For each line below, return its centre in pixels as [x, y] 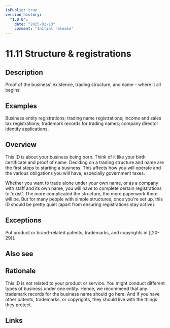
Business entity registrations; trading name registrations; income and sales [83, 118]
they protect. [19, 305]
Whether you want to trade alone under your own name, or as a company [82, 183]
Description [24, 72]
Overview [21, 145]
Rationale [21, 271]
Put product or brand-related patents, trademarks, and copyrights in [76, 232]
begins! [13, 90]
